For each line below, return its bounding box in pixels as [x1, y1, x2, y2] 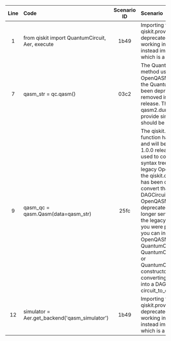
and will [140, 140, 159, 147]
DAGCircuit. [140, 191, 169, 198]
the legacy [140, 217, 166, 224]
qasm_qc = [23, 204, 50, 211]
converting [140, 274, 167, 281]
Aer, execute [23, 41, 54, 47]
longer [140, 210, 157, 217]
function [140, 134, 161, 141]
